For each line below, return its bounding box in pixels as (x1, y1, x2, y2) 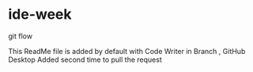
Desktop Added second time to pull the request (8, 55, 162, 64)
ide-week (8, 5, 73, 23)
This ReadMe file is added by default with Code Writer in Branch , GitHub (8, 46, 246, 56)
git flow (8, 31, 33, 41)
